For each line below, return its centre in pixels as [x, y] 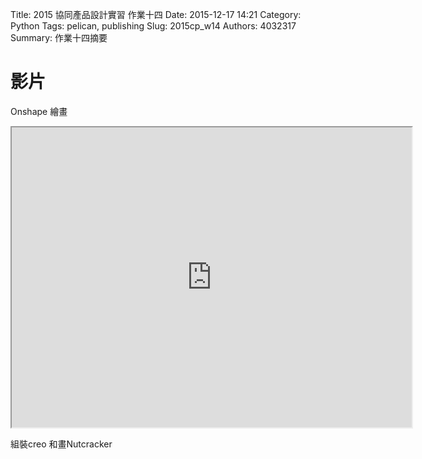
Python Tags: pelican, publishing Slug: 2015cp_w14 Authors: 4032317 [153, 26]
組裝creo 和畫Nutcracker [61, 444]
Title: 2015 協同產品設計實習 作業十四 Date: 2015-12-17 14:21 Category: [156, 14]
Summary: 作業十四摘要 [59, 37]
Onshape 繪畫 [39, 111]
